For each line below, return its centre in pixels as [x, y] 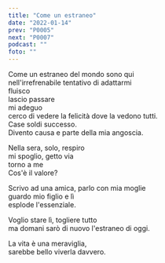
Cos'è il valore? [33, 173]
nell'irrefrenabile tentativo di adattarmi [70, 82]
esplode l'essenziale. [42, 205]
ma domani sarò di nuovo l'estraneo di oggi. [79, 228]
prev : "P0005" [31, 30]
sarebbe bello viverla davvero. [57, 252]
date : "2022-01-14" [40, 23]
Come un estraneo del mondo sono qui [71, 74]
